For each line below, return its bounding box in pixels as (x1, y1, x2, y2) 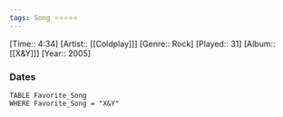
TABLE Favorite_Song (9, 91, 88, 100)
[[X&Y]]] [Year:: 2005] (9, 47, 92, 59)
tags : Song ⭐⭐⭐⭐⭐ (9, 13, 79, 23)
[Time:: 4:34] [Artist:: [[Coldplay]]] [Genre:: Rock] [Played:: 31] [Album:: (9, 38, 276, 49)
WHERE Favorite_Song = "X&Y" (9, 99, 120, 108)
